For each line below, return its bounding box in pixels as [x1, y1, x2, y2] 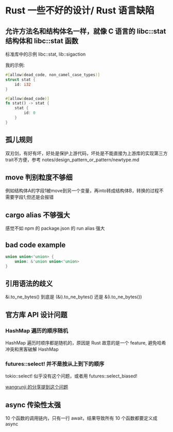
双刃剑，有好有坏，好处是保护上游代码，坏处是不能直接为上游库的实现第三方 [5, 150, 168, 156]
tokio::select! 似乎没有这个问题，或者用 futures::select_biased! [5, 373, 137, 379]
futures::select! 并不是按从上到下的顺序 [5, 360, 105, 368]
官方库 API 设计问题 [5, 310, 68, 319]
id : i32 [14, 82, 31, 87]
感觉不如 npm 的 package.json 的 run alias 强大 [5, 225, 105, 232]
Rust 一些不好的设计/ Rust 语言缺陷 [5, 5, 154, 16]
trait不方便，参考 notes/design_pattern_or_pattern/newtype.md [5, 157, 140, 163]
